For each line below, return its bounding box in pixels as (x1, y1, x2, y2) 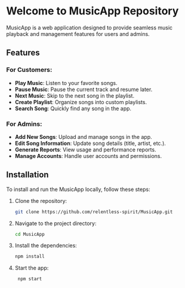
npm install (14, 253, 45, 260)
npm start (17, 276, 42, 282)
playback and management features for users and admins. (6, 30, 150, 37)
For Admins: (6, 120, 43, 128)
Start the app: (14, 265, 49, 272)
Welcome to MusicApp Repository (6, 4, 179, 18)
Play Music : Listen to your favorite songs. (14, 79, 118, 86)
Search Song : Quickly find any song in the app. (14, 105, 132, 112)
